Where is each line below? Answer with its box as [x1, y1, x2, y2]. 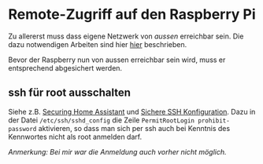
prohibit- [198, 116, 230, 125]
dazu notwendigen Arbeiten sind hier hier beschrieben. [8, 39, 187, 49]
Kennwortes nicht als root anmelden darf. [8, 132, 143, 141]
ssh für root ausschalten [8, 86, 131, 100]
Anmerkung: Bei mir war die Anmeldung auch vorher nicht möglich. [8, 147, 227, 156]
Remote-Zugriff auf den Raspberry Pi [8, 5, 256, 24]
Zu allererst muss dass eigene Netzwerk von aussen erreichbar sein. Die [8, 31, 244, 41]
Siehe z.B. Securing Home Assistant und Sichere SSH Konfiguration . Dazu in [8, 107, 256, 116]
